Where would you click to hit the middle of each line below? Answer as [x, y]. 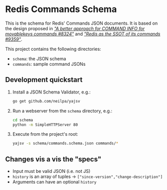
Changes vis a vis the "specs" [53, 159]
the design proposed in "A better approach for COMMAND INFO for [75, 28]
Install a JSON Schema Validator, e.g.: [51, 92]
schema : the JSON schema [39, 58]
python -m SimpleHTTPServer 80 [45, 125]
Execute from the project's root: [45, 134]
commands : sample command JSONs [49, 64]
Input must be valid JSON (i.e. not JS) [51, 171]
